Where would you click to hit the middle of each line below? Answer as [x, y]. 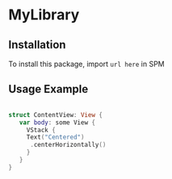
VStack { [41, 130]
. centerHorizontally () [68, 145]
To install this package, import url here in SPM [86, 64]
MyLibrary [44, 15]
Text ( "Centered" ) [55, 137]
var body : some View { [57, 123]
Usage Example [48, 89]
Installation [37, 45]
